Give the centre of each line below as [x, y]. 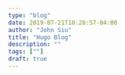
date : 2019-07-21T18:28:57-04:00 [63, 23]
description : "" [35, 45]
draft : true [28, 59]
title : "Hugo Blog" [40, 37]
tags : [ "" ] [26, 52]
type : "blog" [29, 15]
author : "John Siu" [40, 30]
